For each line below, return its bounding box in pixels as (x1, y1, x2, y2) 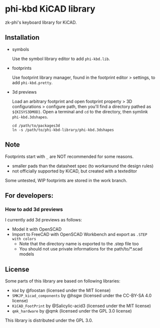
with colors (12, 236, 36, 242)
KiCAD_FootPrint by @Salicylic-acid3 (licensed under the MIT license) (12, 303, 151, 309)
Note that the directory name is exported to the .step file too (19, 241, 139, 247)
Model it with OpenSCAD (12, 226, 62, 232)
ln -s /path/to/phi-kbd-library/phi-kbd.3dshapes (12, 127, 115, 132)
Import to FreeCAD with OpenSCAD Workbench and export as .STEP (12, 232, 147, 237)
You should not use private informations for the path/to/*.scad (19, 246, 143, 252)
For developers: (5, 191, 54, 200)
